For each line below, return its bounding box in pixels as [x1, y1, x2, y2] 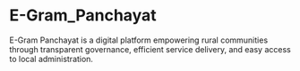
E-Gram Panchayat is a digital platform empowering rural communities [9, 35, 269, 45]
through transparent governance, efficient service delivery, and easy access [9, 43, 291, 54]
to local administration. [9, 53, 94, 64]
